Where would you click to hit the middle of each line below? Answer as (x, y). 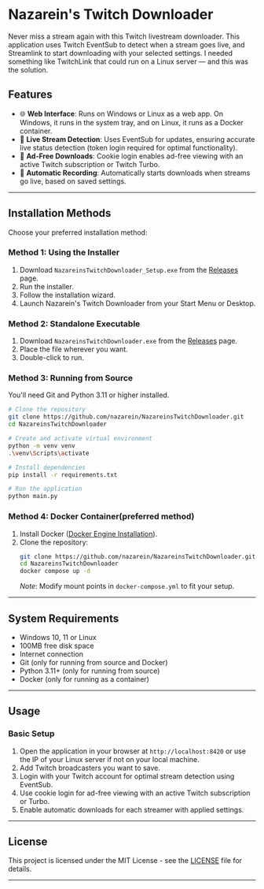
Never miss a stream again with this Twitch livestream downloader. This (124, 36)
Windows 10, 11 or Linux (58, 637)
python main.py (33, 497)
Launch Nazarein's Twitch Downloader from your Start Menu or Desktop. (137, 303)
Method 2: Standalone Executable (74, 323)
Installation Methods (60, 213)
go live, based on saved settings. (73, 181)
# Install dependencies (47, 467)
